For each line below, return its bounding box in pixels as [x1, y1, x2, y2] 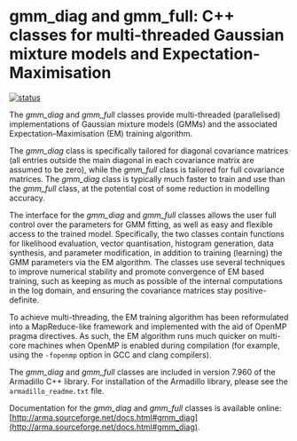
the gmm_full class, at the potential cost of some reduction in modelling [9, 183, 270, 193]
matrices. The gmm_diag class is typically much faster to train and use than [9, 173, 285, 184]
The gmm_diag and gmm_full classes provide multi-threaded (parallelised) [9, 109, 281, 120]
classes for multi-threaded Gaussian [9, 25, 285, 45]
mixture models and [9, 44, 160, 64]
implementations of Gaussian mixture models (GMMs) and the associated [9, 118, 277, 130]
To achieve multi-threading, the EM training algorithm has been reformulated [9, 311, 289, 322]
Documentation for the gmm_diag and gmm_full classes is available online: [9, 402, 282, 413]
